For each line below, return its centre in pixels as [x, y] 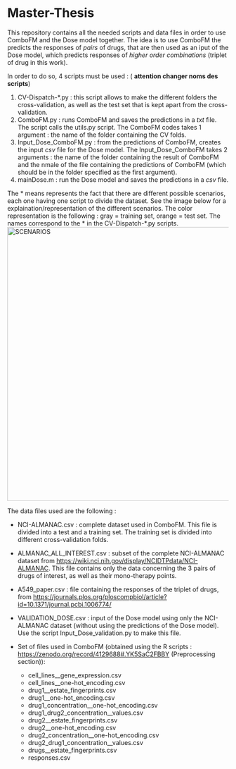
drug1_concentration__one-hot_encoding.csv [93, 705]
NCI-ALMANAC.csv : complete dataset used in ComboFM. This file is [117, 524]
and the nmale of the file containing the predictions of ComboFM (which [122, 164]
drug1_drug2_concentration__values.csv [86, 713]
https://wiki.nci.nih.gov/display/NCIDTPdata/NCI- [127, 560]
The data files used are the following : [62, 511]
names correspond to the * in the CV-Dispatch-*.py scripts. [93, 223]
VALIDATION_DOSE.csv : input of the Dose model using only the [110, 617]
